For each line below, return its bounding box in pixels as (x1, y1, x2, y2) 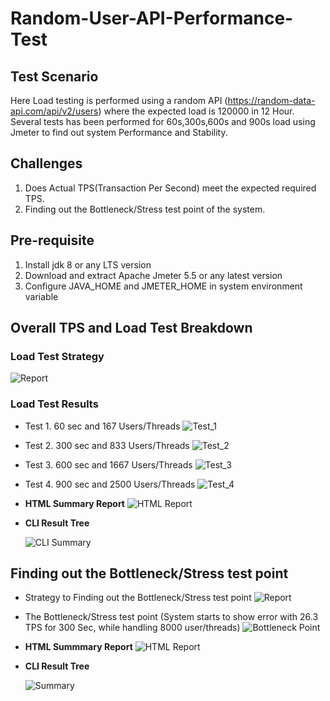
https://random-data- (227, 95, 316, 106)
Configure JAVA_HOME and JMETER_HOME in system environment (24, 280, 303, 292)
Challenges (10, 155, 83, 172)
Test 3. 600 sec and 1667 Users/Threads (24, 458, 193, 471)
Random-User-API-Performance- (10, 7, 294, 30)
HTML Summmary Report (24, 641, 133, 653)
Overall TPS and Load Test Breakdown (10, 320, 253, 337)
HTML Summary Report (24, 497, 125, 509)
